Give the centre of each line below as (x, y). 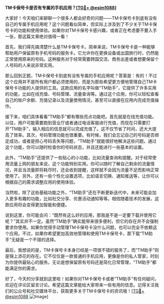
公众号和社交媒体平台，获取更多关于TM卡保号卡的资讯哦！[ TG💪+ (79, 291)
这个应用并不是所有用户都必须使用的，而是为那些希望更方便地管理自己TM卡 (81, 82)
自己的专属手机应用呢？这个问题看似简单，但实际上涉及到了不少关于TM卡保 (81, 24)
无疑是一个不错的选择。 (35, 240)
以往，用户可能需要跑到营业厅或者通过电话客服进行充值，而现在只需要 (76, 123)
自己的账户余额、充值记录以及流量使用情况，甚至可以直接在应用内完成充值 (80, 100)
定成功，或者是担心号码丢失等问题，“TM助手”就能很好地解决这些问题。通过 (81, 141)
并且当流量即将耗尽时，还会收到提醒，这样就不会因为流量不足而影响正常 (86, 170)
